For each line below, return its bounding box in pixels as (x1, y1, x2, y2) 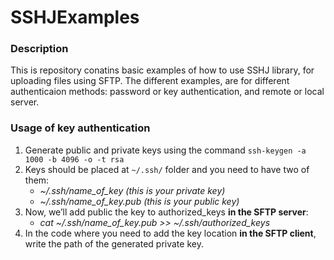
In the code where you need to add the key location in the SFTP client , (24, 227, 317, 239)
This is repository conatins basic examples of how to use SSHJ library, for (10, 64, 315, 76)
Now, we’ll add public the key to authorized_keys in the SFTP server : (24, 206, 309, 218)
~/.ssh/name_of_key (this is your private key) (39, 184, 226, 196)
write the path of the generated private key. (24, 237, 204, 250)
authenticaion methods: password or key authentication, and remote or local (10, 86, 325, 98)
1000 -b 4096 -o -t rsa (24, 154, 125, 165)
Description (10, 42, 69, 56)
